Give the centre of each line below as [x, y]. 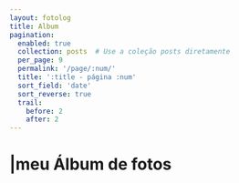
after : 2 [42, 119]
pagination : [32, 35]
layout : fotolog [40, 18]
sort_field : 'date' [55, 86]
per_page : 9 [41, 60]
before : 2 [45, 111]
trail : [30, 102]
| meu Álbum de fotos [90, 164]
